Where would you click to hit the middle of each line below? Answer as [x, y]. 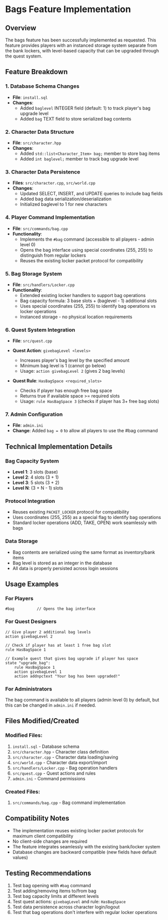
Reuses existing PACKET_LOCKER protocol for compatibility [71, 512]
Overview [21, 28]
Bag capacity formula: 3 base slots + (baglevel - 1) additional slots [88, 301]
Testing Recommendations [48, 873]
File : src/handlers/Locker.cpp [44, 284]
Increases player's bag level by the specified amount [75, 360]
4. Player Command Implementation [50, 217]
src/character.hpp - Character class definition [61, 752]
